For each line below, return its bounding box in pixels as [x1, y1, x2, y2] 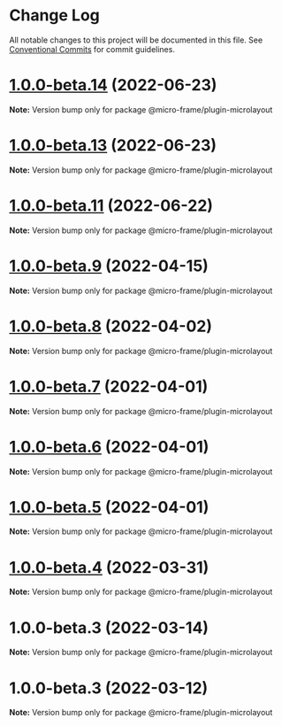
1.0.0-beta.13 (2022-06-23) [9, 135, 217, 156]
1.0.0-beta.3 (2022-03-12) [9, 678, 209, 698]
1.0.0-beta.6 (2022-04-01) [9, 436, 210, 457]
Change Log [9, 5, 100, 26]
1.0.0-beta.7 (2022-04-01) [9, 376, 209, 397]
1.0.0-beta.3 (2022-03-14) [9, 617, 210, 637]
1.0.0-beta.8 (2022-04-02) [9, 316, 212, 336]
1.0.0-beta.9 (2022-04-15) [9, 256, 210, 275]
